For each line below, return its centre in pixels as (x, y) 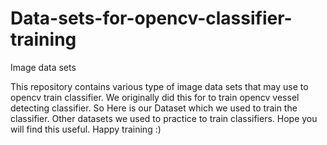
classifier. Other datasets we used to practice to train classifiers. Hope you (164, 118)
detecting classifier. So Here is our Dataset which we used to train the (154, 108)
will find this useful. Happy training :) (86, 129)
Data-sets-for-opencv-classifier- (151, 18)
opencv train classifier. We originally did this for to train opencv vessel (155, 97)
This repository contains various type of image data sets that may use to (159, 86)
